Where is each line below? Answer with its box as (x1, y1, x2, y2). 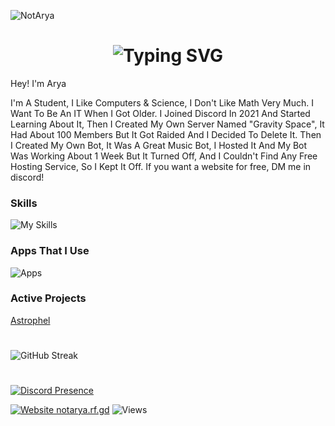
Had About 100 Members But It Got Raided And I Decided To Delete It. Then (10, 128, 322, 140)
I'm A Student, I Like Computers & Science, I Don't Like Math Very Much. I (10, 96, 315, 109)
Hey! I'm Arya (10, 77, 67, 89)
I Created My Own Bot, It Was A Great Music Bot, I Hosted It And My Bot (10, 139, 308, 151)
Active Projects (10, 291, 87, 305)
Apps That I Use (10, 244, 90, 258)
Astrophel (10, 314, 51, 326)
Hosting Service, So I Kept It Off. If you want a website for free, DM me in (10, 160, 312, 172)
